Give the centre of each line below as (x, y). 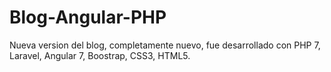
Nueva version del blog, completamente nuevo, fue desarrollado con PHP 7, (165, 45)
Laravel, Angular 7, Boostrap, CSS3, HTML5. (100, 55)
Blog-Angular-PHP (88, 17)
